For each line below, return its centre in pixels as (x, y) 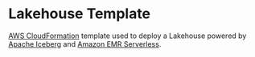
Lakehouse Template (80, 14)
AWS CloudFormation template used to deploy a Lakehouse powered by (127, 36)
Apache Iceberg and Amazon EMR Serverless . (85, 44)
